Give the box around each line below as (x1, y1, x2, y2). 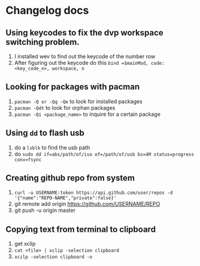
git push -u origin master (14, 207, 76, 214)
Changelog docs (5, 4, 89, 17)
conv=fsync (14, 157, 42, 163)
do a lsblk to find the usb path (14, 144, 90, 151)
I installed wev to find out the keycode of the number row (14, 53, 156, 60)
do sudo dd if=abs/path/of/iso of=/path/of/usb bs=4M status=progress (14, 150, 194, 157)
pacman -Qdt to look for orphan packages (14, 104, 116, 111)
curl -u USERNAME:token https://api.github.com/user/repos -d (14, 190, 173, 196)
